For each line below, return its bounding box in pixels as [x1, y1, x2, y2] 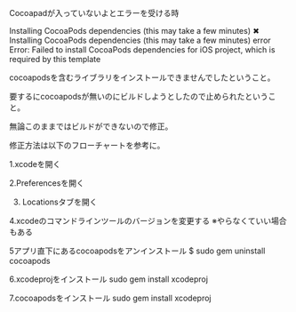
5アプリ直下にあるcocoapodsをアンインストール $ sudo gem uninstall [9, 245, 266, 256]
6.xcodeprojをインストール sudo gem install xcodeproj [9, 274, 209, 284]
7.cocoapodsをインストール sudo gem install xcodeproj [9, 292, 212, 303]
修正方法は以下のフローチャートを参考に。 [9, 140, 165, 150]
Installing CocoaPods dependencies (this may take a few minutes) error [9, 35, 271, 45]
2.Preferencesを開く [9, 178, 84, 188]
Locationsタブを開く [21, 196, 98, 207]
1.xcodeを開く [9, 159, 61, 169]
